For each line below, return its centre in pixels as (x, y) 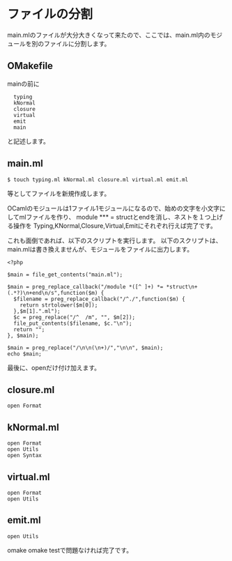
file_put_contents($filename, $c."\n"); (73, 323)
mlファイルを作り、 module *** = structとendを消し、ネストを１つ (115, 217)
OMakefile (30, 66)
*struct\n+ (182, 286)
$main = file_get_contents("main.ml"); (65, 275)
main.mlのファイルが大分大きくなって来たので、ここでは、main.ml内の (109, 35)
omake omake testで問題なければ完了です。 (70, 550)
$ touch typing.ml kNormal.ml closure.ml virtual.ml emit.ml (98, 179)
